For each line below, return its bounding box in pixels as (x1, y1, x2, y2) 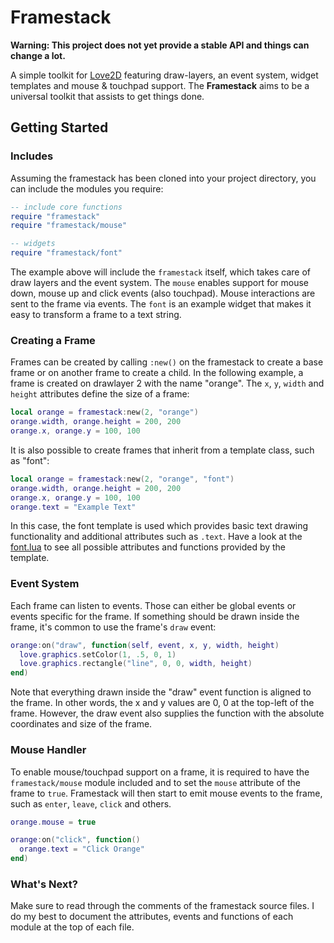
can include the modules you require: (10, 182, 164, 195)
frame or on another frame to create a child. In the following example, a (10, 367, 304, 379)
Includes (10, 149, 54, 163)
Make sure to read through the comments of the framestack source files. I (10, 900, 315, 912)
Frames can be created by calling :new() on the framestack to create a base (10, 356, 324, 368)
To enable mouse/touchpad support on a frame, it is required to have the (10, 766, 310, 778)
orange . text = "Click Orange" (19, 844, 145, 855)
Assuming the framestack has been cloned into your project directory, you (10, 172, 317, 184)
